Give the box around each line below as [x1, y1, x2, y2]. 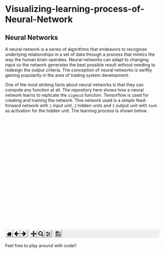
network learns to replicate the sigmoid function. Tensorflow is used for [5, 92, 149, 98]
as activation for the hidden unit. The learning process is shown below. [5, 108, 148, 114]
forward [5, 103, 21, 108]
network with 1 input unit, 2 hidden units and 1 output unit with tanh [22, 103, 158, 108]
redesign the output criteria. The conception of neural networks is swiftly [5, 67, 153, 73]
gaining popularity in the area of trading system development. [5, 72, 130, 78]
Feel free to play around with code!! [5, 242, 77, 248]
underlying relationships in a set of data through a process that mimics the [5, 51, 155, 57]
